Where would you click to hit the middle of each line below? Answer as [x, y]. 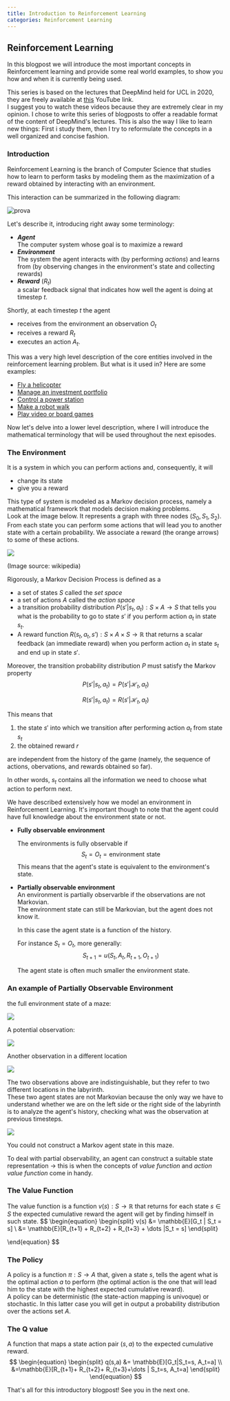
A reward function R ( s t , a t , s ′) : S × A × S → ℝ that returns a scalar [110, 635]
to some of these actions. [43, 539]
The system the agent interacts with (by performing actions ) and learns [118, 259]
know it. [28, 916]
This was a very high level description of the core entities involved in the [110, 357]
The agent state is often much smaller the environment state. [104, 971]
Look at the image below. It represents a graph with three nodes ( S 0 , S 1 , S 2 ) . [114, 517]
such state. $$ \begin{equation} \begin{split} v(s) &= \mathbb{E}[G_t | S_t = [115, 1221]
